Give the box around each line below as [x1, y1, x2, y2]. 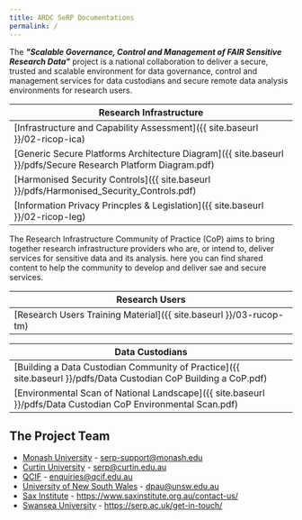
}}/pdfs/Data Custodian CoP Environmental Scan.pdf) [13, 397, 239, 410]
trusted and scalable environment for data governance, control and [9, 65, 258, 77]
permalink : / [9, 22, 58, 31]
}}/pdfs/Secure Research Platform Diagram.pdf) [13, 159, 216, 171]
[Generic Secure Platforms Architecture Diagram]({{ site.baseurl [13, 147, 285, 160]
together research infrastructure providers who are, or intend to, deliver [9, 242, 274, 253]
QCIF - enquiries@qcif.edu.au [22, 471, 133, 482]
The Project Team [9, 428, 111, 443]
